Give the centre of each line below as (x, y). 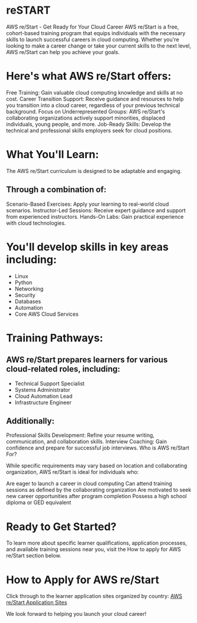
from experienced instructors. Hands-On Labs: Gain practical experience (95, 216)
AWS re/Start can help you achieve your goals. (63, 52)
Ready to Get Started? (61, 526)
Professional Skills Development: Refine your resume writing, (80, 435)
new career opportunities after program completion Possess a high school (97, 496)
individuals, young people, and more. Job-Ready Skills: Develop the (89, 124)
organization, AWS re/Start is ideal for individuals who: (72, 472)
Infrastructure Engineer (43, 402)
